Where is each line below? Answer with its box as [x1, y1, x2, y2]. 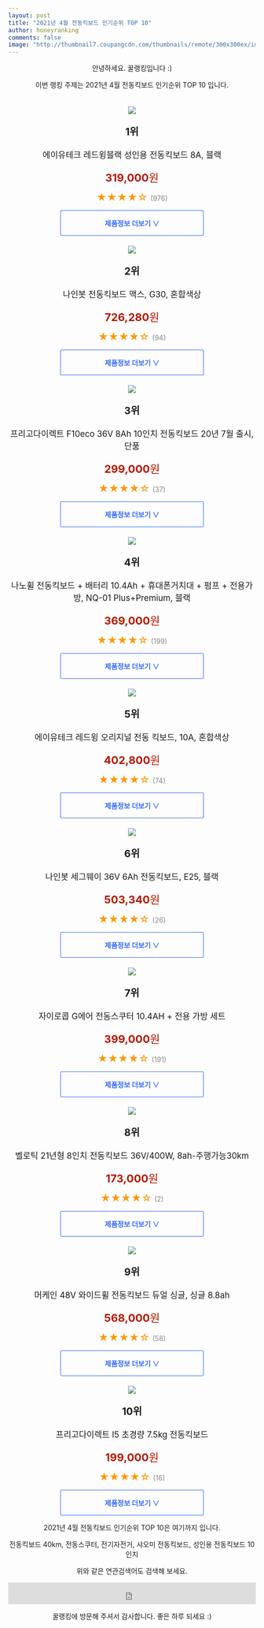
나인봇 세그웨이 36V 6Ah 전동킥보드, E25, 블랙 [45, 872, 219, 883]
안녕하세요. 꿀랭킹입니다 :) [91, 64, 173, 73]
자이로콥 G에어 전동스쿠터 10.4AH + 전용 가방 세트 [38, 1011, 226, 1022]
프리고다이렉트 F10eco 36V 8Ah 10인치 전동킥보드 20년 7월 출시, [10, 429, 254, 440]
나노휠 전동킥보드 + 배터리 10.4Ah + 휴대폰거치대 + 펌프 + [11, 580, 228, 591]
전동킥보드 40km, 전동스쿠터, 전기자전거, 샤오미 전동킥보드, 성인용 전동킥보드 [9, 1540, 246, 1549]
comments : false [8, 33, 61, 42]
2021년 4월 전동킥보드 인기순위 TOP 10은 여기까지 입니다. [43, 1523, 221, 1533]
